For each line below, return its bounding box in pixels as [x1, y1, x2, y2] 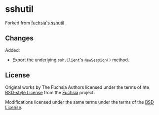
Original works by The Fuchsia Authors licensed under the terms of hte [5, 84, 150, 90]
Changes [5, 34, 34, 42]
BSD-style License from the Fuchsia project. [5, 89, 95, 95]
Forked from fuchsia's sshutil [5, 20, 65, 26]
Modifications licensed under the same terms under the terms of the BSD [5, 99, 154, 105]
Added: [5, 47, 20, 53]
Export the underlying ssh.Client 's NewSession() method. [12, 57, 129, 63]
